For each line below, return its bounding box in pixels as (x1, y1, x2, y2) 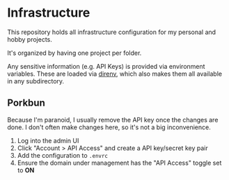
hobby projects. (7, 35, 52, 43)
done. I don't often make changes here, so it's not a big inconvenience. (7, 123, 211, 131)
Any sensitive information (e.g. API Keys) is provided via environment (7, 62, 205, 70)
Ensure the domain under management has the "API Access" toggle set (17, 158, 222, 167)
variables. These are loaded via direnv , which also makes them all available (7, 69, 223, 78)
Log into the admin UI (17, 136, 79, 145)
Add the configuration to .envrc (17, 151, 109, 159)
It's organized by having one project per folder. (7, 49, 142, 57)
